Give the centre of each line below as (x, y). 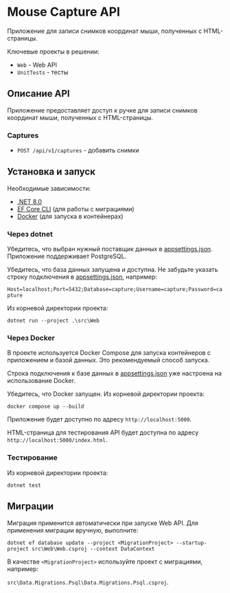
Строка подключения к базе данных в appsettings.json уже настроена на (114, 373)
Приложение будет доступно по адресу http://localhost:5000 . (100, 419)
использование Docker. (41, 381)
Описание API (38, 94)
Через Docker (31, 338)
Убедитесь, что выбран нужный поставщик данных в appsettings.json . (110, 249)
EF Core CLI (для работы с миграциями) (76, 209)
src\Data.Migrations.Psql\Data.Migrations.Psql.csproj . (88, 582)
